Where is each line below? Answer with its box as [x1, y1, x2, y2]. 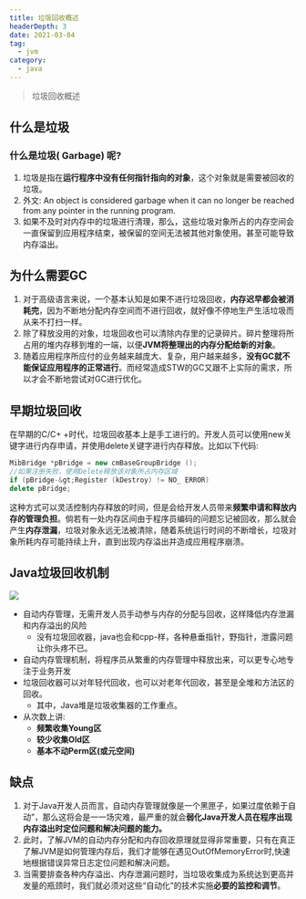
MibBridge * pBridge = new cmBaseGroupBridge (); [9, 458, 198, 468]
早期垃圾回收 [9, 402, 82, 418]
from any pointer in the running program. [22, 204, 176, 215]
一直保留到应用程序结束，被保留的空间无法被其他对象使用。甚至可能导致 [22, 227, 294, 238]
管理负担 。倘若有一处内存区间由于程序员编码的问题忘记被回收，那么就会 [25, 513, 297, 524]
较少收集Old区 [36, 734, 90, 745]
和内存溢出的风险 [22, 620, 87, 631]
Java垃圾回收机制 [9, 565, 109, 580]
